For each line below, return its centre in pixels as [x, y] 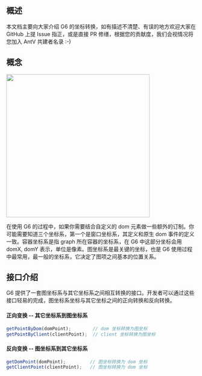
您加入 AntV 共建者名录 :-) [39, 42]
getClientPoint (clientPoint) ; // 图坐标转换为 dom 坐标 [77, 367]
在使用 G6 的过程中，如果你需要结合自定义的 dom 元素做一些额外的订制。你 [100, 226]
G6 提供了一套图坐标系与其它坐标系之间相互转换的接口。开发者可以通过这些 [100, 293]
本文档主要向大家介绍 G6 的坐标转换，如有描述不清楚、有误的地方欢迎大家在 [101, 27]
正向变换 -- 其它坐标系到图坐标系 [47, 316]
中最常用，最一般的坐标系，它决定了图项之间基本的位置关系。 [83, 256]
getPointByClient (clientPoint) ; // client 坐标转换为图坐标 [81, 334]
